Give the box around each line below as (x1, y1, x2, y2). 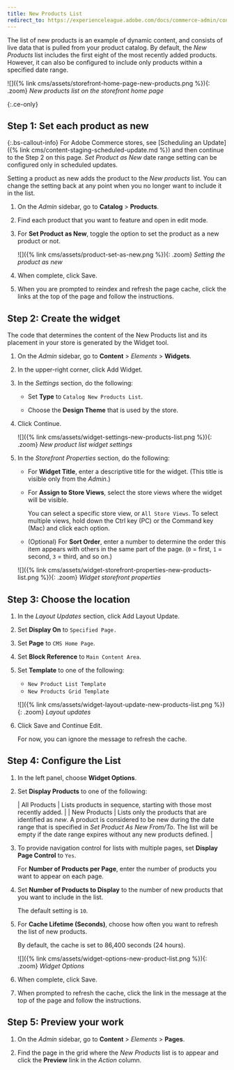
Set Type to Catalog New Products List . (27, 392, 143, 401)
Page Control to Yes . (17, 851, 77, 859)
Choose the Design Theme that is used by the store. (27, 406, 179, 415)
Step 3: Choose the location (7, 593, 131, 605)
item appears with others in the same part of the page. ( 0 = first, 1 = (27, 545, 223, 553)
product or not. (17, 237, 61, 245)
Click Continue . (17, 420, 62, 428)
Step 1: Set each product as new (7, 120, 149, 132)
